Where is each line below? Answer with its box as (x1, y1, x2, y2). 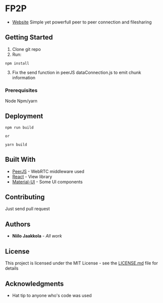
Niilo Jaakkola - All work (12, 233, 62, 239)
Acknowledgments (5, 280, 64, 288)
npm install (5, 61, 29, 66)
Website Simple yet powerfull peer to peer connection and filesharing (12, 19, 152, 25)
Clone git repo (12, 46, 41, 52)
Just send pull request (5, 206, 50, 212)
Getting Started (5, 33, 53, 42)
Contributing (5, 193, 45, 201)
